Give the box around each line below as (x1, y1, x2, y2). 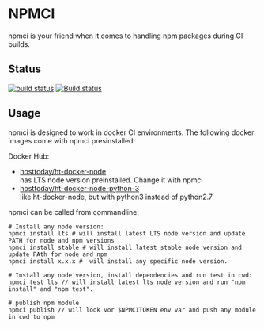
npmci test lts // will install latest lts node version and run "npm (8, 278, 246, 286)
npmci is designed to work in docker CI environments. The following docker (8, 128, 255, 137)
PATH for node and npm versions (8, 236, 115, 244)
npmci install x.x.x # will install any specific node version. (8, 257, 228, 266)
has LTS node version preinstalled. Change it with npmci (19, 175, 203, 185)
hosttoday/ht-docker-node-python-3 (19, 183, 140, 193)
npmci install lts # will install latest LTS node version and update (8, 229, 246, 238)
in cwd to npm (8, 312, 55, 321)
